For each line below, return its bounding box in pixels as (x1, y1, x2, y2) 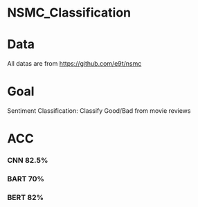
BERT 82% (7, 192, 44, 202)
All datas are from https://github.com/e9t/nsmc (7, 60, 142, 68)
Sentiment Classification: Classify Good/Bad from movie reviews (7, 107, 191, 115)
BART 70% (7, 174, 45, 184)
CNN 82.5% (7, 156, 48, 165)
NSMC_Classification (7, 5, 132, 21)
